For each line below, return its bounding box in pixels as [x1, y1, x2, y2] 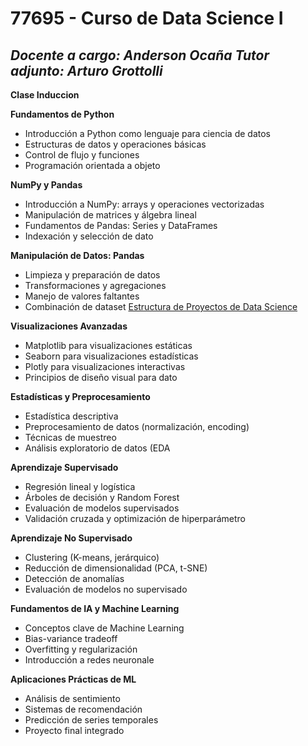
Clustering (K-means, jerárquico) [24, 552, 160, 563]
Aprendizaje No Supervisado [10, 532, 133, 544]
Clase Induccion [10, 89, 80, 101]
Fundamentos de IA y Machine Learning [10, 603, 180, 614]
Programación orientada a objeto [24, 160, 161, 171]
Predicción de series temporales [24, 714, 159, 726]
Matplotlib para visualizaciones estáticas [24, 340, 193, 351]
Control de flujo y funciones [24, 149, 140, 161]
